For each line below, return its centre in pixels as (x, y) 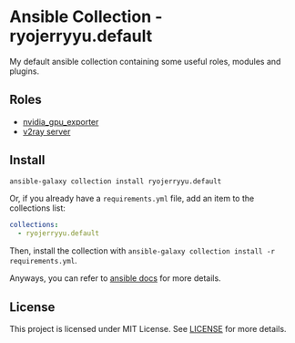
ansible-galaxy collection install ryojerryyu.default (116, 181)
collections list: (38, 208)
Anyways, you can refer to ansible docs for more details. (115, 278)
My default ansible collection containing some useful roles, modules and (145, 61)
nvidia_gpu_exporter (61, 121)
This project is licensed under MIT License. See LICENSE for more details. (148, 329)
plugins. (24, 71)
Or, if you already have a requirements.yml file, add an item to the (132, 199)
